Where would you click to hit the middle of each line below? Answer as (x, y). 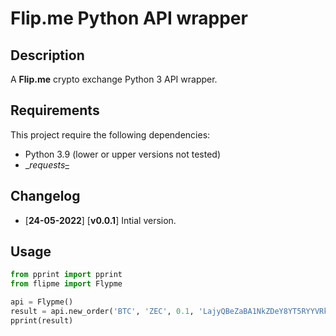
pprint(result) (42, 320)
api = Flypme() (42, 302)
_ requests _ (47, 164)
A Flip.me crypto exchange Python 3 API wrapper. (114, 79)
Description (47, 55)
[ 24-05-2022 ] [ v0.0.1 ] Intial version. (100, 220)
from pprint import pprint (66, 275)
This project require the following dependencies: (110, 134)
